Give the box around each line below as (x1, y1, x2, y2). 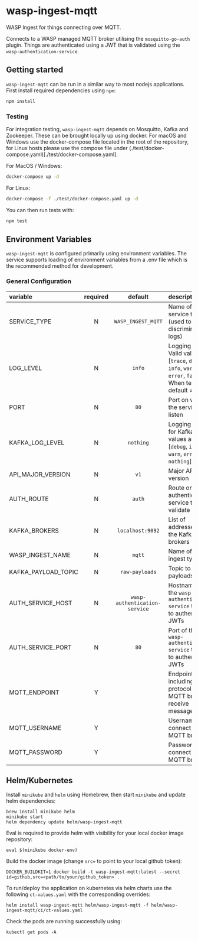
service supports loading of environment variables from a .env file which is (6, 256, 187, 264)
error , (168, 371, 186, 379)
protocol (168, 684, 192, 693)
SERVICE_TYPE (9, 317, 52, 326)
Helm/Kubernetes (6, 775, 73, 786)
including (168, 677, 194, 685)
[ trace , (168, 356, 187, 365)
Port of (168, 626, 187, 634)
